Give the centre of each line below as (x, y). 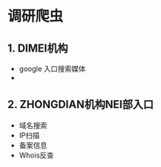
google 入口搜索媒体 (52, 69)
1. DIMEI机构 (38, 48)
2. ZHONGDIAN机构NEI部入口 (80, 105)
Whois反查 (36, 155)
